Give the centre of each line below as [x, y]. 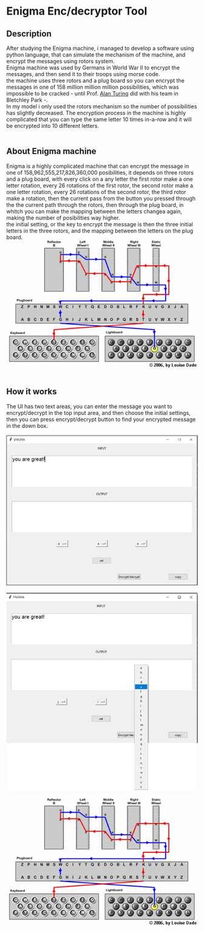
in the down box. [27, 426]
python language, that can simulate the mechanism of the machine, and [96, 55]
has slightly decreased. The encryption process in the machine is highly [96, 113]
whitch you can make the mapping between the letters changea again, [94, 211]
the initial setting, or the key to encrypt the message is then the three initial [100, 224]
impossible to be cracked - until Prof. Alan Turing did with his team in [93, 93]
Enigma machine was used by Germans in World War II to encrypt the [93, 68]
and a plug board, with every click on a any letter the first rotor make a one [100, 179]
